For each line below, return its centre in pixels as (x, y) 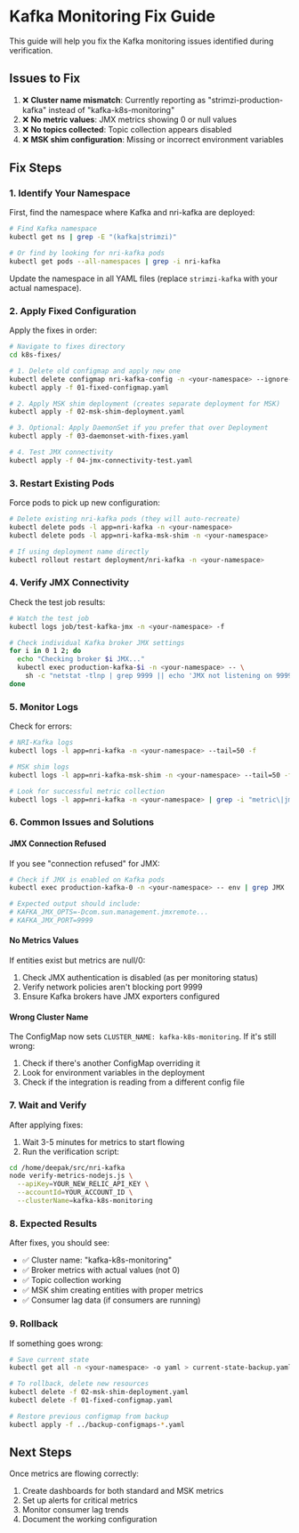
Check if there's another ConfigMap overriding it (111, 1063)
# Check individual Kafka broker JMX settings (97, 642)
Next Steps (40, 1452)
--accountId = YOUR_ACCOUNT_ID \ (75, 1193)
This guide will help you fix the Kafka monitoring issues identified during (141, 41)
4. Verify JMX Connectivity (69, 583)
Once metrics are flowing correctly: (74, 1473)
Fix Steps (36, 168)
